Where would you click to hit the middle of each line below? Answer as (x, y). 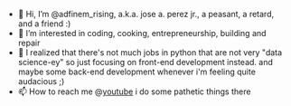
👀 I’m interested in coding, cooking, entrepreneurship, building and (142, 33)
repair (29, 43)
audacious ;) (41, 81)
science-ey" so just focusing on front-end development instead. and (145, 62)
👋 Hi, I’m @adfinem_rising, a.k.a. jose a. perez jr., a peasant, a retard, (145, 14)
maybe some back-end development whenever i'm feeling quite (136, 72)
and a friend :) (44, 24)
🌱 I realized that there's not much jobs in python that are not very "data (150, 53)
